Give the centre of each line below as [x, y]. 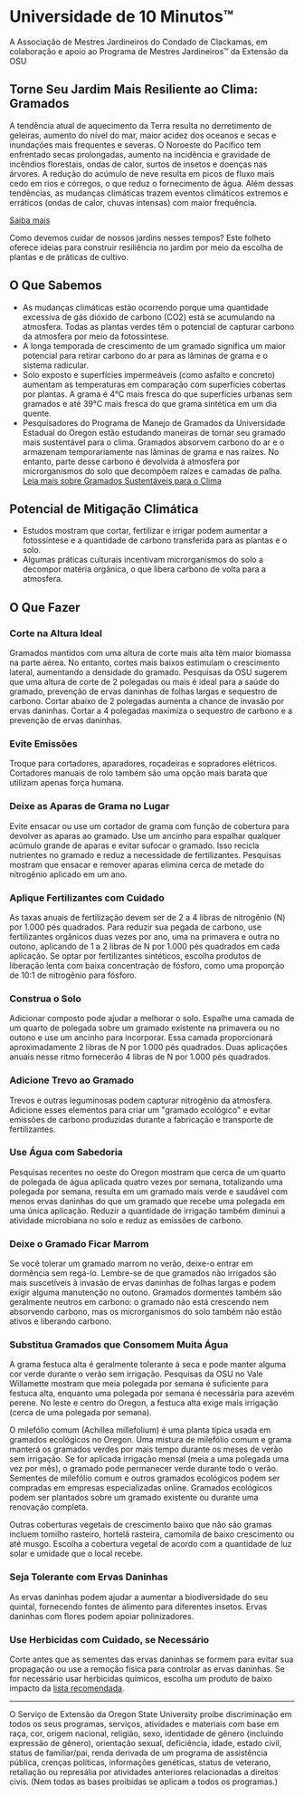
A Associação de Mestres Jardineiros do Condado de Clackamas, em [139, 42]
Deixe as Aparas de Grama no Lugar [90, 806]
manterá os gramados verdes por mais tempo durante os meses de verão [146, 1449]
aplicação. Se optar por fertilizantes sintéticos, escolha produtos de [136, 956]
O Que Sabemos [56, 286]
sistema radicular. [55, 365]
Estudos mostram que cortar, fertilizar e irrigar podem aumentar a [145, 531]
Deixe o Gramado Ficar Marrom [79, 1243]
